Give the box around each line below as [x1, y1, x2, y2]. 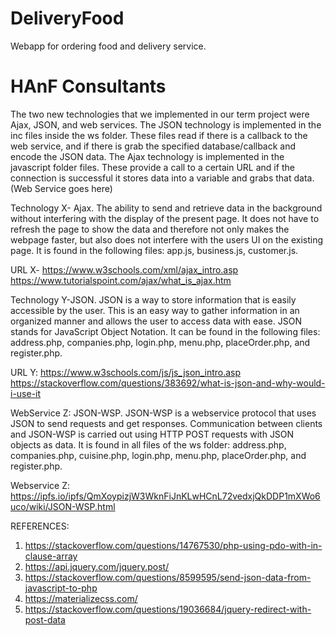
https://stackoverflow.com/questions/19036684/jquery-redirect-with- [24, 603, 312, 615]
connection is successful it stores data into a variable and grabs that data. [10, 172, 315, 184]
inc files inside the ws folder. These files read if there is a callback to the [10, 129, 308, 141]
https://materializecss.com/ [24, 592, 138, 604]
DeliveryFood [10, 7, 125, 30]
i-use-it [10, 387, 42, 399]
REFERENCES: [10, 520, 70, 532]
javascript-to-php [24, 582, 98, 594]
